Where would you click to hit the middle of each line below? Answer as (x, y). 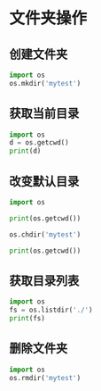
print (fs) (27, 319)
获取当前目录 (44, 114)
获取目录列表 (44, 281)
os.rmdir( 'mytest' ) (45, 378)
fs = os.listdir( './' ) (51, 310)
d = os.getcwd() (39, 143)
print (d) (25, 151)
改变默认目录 (44, 181)
